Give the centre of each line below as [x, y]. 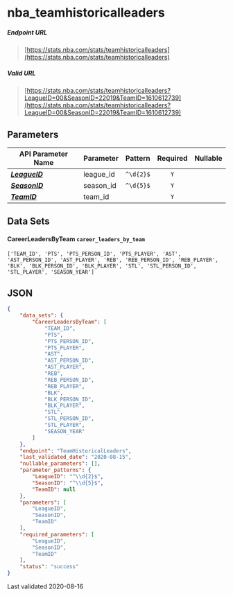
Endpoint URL [27, 32]
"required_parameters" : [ [57, 534]
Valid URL [21, 73]
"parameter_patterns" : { [55, 470]
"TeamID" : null [54, 489]
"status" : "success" [49, 567]
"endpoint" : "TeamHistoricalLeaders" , [76, 451]
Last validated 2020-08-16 [45, 586]
